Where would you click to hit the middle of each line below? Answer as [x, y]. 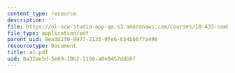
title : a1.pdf [28, 53]
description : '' [31, 20]
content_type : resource [42, 14]
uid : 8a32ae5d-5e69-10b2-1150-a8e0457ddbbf [72, 59]
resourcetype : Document [42, 46]
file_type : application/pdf [48, 33]
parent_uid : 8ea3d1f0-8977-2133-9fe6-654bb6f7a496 [83, 40]
